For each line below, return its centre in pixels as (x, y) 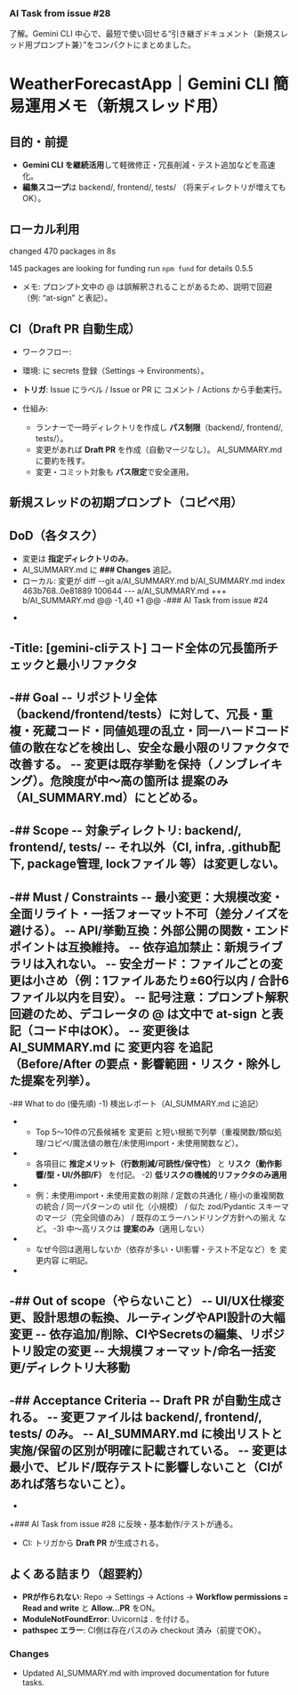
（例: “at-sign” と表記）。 (67, 298)
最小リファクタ (97, 664)
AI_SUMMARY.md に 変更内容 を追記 (111, 1047)
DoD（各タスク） (56, 535)
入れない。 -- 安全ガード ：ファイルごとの (157, 964)
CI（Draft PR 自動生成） (75, 329)
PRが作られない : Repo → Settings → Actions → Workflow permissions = (155, 1597)
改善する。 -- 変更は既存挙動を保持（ (111, 764)
